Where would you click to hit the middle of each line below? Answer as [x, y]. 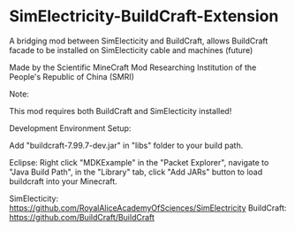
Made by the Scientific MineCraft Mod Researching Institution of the [133, 67]
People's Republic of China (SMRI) [72, 76]
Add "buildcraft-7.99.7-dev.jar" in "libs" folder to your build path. [126, 145]
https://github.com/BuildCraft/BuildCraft [82, 217]
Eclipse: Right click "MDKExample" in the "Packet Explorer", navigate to [139, 162]
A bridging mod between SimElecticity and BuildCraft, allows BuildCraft [139, 41]
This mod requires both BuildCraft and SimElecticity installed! [121, 111]
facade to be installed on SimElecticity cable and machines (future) [131, 50]
